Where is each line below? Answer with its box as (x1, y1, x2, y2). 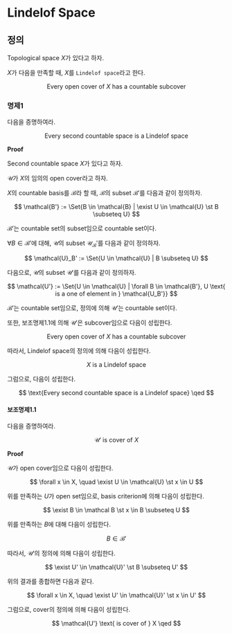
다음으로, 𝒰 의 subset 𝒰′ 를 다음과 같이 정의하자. (7, 269, 136, 277)
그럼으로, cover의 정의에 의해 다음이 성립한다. (7, 606, 130, 614)
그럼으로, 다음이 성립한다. (7, 375, 76, 383)
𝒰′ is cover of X (93, 436, 139, 444)
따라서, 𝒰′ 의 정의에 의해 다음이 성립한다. (7, 549, 116, 558)
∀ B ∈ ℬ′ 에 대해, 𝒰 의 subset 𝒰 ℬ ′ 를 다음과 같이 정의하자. (7, 239, 161, 249)
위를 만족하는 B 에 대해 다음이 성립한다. (7, 520, 111, 529)
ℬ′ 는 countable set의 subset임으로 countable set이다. (7, 224, 157, 233)
